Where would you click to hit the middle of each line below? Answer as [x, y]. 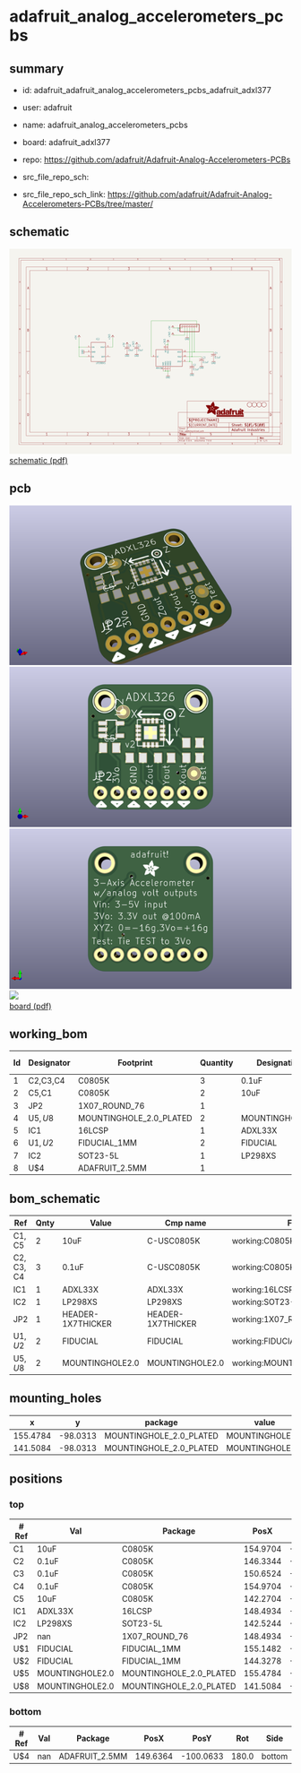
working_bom [48, 1034]
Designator [49, 1063]
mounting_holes [56, 1399]
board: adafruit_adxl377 [66, 142]
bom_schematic [55, 1198]
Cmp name [185, 1223]
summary [37, 69]
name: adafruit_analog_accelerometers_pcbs [105, 125]
